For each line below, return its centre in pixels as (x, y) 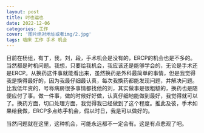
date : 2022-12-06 (28, 23)
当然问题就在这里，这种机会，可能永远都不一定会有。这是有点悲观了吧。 (97, 124)
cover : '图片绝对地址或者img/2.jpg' (49, 34)
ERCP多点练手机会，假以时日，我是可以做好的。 (93, 111)
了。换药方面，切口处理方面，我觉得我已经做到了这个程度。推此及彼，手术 (99, 103)
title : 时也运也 (25, 18)
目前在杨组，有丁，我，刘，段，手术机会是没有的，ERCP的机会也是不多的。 (101, 58)
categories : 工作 (27, 29)
